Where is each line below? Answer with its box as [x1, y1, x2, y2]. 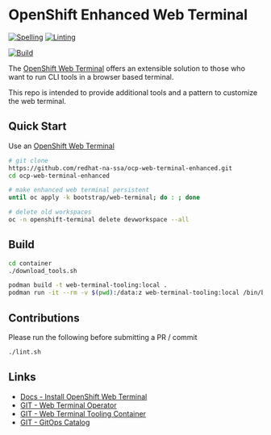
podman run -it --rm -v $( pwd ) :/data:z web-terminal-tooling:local [8, 288, 240, 297]
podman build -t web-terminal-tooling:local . [8, 281, 168, 289]
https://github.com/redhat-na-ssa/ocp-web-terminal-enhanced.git [8, 164, 232, 172]
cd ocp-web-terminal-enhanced [8, 172, 110, 180]
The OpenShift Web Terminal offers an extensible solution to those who [8, 63, 246, 73]
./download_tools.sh [8, 267, 78, 275]
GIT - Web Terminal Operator [19, 400, 117, 410]
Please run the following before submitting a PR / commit [8, 333, 198, 342]
